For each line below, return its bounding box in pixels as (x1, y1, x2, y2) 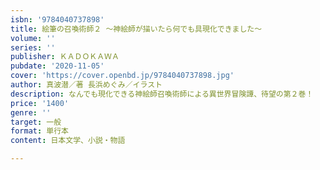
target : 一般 (10, 117, 62, 127)
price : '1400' (10, 98, 70, 108)
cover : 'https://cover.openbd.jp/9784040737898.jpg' (10, 71, 235, 81)
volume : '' (10, 33, 56, 43)
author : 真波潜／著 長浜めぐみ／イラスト (10, 80, 163, 90)
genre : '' (10, 107, 52, 118)
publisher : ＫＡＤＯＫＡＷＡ (10, 52, 120, 62)
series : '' (10, 42, 56, 53)
